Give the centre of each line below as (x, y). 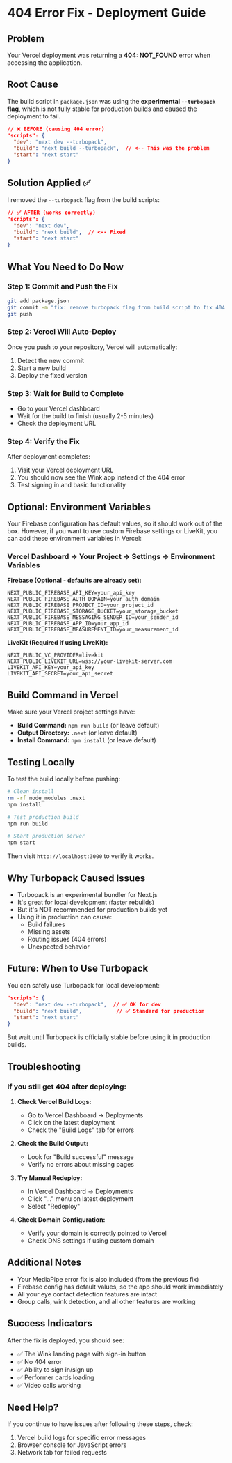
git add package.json (39, 301)
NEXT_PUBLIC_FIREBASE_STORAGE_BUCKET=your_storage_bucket (93, 611)
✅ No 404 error (40, 1361)
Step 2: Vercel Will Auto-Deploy (62, 332)
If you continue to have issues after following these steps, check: (100, 1424)
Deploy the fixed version (52, 375)
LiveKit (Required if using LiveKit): (58, 643)
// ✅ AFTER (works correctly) (51, 213)
